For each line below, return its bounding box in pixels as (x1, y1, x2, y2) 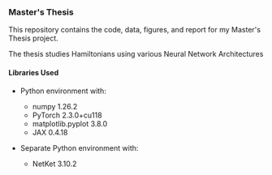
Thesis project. (8, 33, 58, 43)
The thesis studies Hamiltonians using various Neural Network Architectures (8, 49, 264, 59)
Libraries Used (8, 67, 59, 77)
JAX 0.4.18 (32, 127, 68, 137)
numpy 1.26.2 (32, 101, 78, 111)
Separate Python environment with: (19, 143, 139, 152)
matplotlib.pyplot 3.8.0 (32, 118, 108, 128)
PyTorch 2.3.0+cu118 (32, 110, 103, 120)
